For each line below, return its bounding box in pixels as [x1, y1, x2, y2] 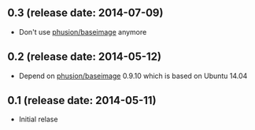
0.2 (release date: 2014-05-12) [7, 50, 162, 64]
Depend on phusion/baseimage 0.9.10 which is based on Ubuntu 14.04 [18, 71, 248, 80]
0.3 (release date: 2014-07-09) [7, 6, 164, 20]
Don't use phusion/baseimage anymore [18, 27, 147, 36]
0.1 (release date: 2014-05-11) [7, 94, 157, 107]
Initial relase [18, 114, 58, 124]
